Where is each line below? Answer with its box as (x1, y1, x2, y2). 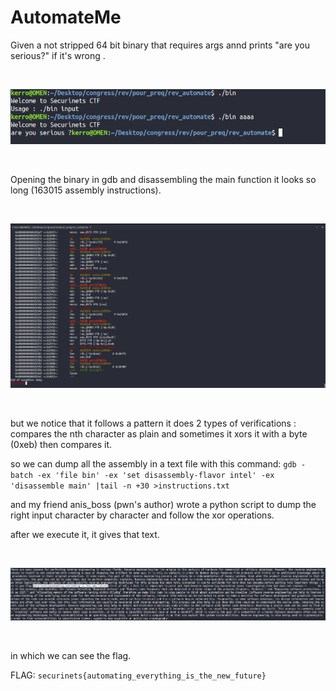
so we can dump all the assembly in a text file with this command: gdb (10, 457, 297, 470)
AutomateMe (10, 6, 122, 29)
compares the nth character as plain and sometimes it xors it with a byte (10, 427, 308, 440)
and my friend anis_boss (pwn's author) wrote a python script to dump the (10, 498, 317, 510)
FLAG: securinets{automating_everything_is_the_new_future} (10, 669, 267, 681)
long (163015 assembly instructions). (10, 184, 162, 196)
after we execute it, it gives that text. (10, 528, 160, 540)
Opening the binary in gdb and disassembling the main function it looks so (10, 173, 317, 185)
